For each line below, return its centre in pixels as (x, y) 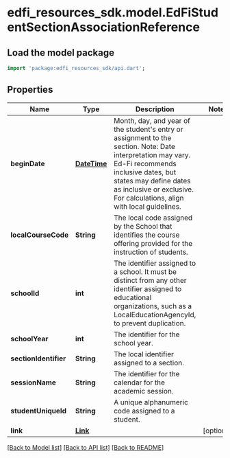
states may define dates (152, 181)
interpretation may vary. (152, 154)
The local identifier (144, 354)
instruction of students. (151, 252)
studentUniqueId (39, 411)
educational (133, 297)
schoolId (25, 293)
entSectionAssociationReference (104, 27)
